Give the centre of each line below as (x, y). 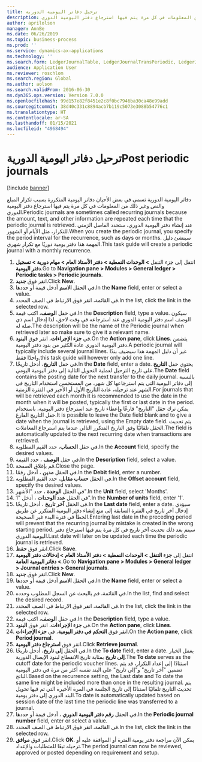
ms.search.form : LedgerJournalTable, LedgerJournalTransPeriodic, (91, 62)
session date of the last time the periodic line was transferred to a (97, 701)
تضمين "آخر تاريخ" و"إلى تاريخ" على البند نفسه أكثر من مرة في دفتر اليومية (99, 670)
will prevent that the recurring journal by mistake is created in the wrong (104, 523)
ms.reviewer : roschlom (35, 73)
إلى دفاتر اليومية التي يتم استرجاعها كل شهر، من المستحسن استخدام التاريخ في (104, 383)
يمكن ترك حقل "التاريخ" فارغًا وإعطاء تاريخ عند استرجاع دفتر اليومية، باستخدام (102, 408)
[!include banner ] (28, 188)
